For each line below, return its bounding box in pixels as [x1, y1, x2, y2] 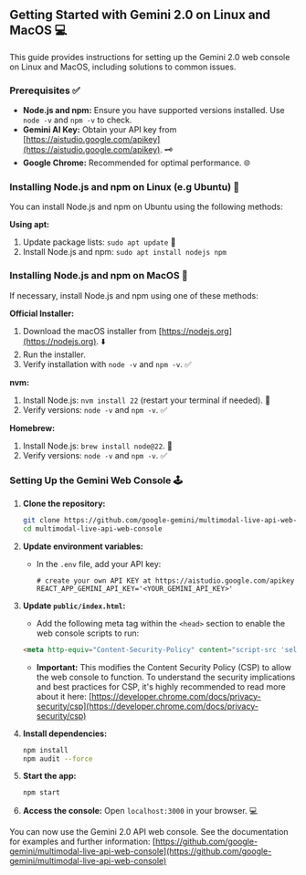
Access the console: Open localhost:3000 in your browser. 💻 [22, 806, 259, 817]
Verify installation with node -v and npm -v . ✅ [22, 358, 192, 369]
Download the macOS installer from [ [22, 325, 163, 336]
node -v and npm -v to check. [22, 114, 132, 126]
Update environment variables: [22, 541, 143, 552]
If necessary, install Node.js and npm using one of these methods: [9, 290, 259, 300]
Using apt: [9, 219, 50, 230]
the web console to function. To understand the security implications [36, 671, 296, 682]
